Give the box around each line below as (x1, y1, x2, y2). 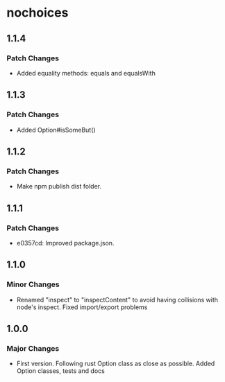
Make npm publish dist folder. (16, 182, 102, 191)
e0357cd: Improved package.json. (16, 238, 115, 247)
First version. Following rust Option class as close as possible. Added (16, 359, 215, 368)
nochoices (6, 5, 69, 21)
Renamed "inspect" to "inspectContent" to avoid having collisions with (16, 295, 218, 304)
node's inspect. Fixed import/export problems (16, 303, 148, 311)
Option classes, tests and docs (16, 367, 105, 375)
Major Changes (6, 343, 60, 353)
